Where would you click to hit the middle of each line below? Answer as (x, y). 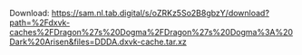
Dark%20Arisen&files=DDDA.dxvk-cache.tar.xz (98, 41)
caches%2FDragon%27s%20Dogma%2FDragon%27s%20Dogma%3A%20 (151, 32)
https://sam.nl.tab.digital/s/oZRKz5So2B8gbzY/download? (161, 13)
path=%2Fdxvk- (40, 23)
